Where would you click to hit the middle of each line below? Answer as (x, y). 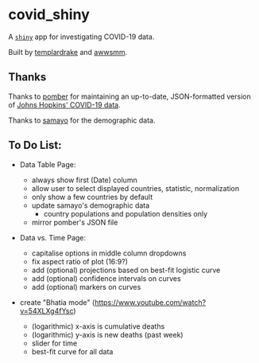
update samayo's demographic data (91, 205)
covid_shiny (49, 15)
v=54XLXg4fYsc (46, 310)
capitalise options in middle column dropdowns (109, 253)
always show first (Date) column (84, 180)
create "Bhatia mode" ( (57, 302)
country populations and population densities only (126, 213)
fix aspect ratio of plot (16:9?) (80, 261)
